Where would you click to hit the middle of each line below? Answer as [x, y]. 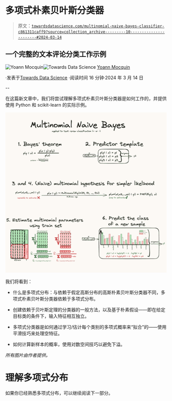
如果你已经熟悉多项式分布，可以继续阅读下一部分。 [59, 393]
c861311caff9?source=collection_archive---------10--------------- [91, 32]
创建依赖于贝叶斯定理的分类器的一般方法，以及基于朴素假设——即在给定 [89, 310]
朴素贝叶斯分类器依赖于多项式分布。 [60, 299]
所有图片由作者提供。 [28, 355]
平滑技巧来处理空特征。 [37, 333]
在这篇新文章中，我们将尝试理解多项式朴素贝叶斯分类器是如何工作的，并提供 [86, 98]
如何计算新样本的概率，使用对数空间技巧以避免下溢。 [69, 345]
